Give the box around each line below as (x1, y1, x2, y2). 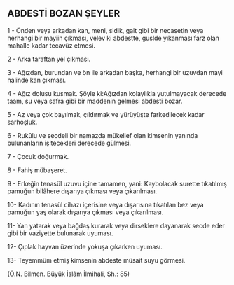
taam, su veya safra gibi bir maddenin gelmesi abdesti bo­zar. (7, 97, 183, 105)
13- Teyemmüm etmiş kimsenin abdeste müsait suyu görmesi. (7, 256, 186, 264)
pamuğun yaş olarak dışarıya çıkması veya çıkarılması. (7, 208, 164, 216)
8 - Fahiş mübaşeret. (7, 166, 68, 174)
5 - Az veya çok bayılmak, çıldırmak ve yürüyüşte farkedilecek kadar (7, 110, 205, 118)
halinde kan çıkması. (7, 76, 67, 84)
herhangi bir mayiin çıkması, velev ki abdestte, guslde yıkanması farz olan (7, 34, 219, 42)
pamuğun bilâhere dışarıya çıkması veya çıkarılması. (7, 187, 158, 195)
